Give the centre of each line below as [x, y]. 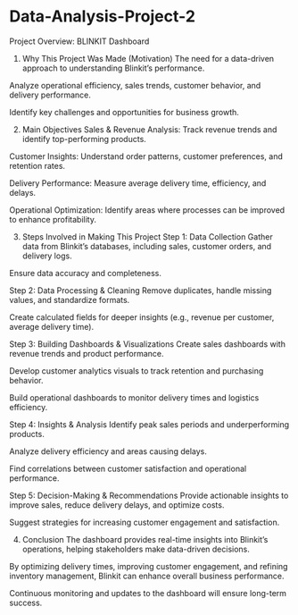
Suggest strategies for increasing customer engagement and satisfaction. [145, 522]
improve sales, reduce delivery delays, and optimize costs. [117, 505]
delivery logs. [47, 256]
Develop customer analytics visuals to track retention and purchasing [137, 371]
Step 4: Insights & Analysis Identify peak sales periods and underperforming [149, 424]
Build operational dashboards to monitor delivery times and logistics [134, 397]
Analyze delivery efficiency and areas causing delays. [108, 451]
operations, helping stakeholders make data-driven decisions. [136, 549]
